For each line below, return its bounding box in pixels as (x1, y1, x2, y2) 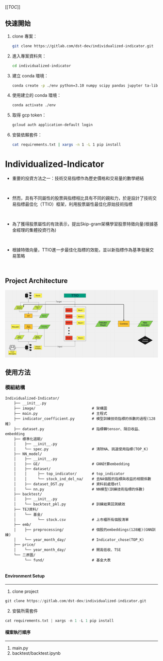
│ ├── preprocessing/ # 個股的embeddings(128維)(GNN (14, 528, 152, 532)
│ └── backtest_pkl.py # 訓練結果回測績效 (14, 502, 125, 507)
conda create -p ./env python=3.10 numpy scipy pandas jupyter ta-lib (12, 83, 158, 88)
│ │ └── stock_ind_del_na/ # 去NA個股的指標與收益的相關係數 (14, 477, 151, 481)
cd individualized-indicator (12, 63, 71, 68)
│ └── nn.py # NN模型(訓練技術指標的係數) (14, 487, 145, 492)
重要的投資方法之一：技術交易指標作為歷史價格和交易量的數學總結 (12, 175, 144, 181)
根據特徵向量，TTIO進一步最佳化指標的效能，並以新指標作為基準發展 (12, 247, 150, 253)
